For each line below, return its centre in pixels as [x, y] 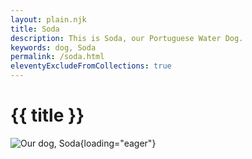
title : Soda [35, 29]
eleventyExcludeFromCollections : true [91, 66]
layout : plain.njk [48, 19]
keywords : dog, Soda [53, 47]
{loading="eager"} [118, 143]
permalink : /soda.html [57, 57]
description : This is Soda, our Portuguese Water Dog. [127, 38]
